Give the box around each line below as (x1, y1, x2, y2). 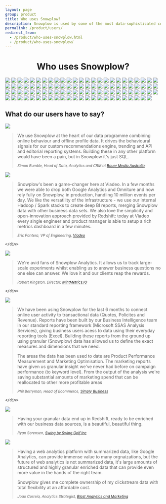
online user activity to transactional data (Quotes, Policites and (17, 312, 145, 317)
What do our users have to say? (5, 110, 105, 119)
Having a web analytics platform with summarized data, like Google (17, 448, 155, 454)
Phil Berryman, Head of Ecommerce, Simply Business (17, 389, 109, 394)
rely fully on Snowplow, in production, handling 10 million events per (17, 191, 156, 197)
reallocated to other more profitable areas (17, 379, 103, 385)
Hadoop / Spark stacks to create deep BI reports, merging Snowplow (17, 202, 158, 208)
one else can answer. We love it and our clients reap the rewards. (17, 270, 150, 276)
